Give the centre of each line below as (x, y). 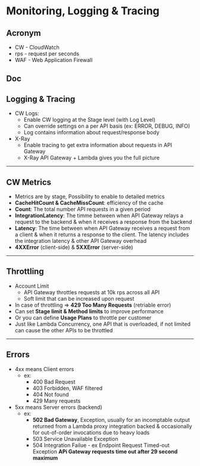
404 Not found (51, 394)
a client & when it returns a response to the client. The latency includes (102, 234)
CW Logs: (27, 113)
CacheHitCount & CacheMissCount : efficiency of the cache (89, 203)
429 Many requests (57, 400)
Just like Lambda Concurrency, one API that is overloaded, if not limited (103, 324)
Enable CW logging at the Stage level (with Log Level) (90, 120)
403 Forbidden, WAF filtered (68, 388)
